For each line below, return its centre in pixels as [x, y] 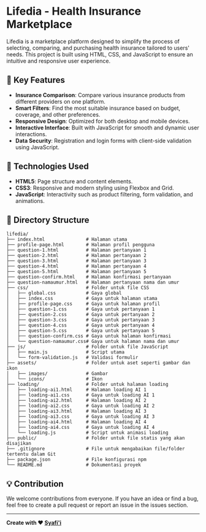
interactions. [31, 134]
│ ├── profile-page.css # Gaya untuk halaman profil [83, 304]
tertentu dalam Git [31, 454]
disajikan [19, 444]
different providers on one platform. [60, 101]
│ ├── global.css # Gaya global [64, 293]
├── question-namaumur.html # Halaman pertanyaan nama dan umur [93, 283]
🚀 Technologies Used [48, 167]
